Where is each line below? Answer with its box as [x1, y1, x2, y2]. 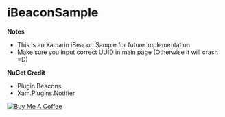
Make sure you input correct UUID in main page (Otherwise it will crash [16, 48, 218, 56]
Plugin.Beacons [16, 81, 62, 90]
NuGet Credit [7, 68, 46, 77]
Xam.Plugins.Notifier [16, 89, 75, 97]
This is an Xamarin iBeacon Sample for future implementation [16, 40, 191, 49]
